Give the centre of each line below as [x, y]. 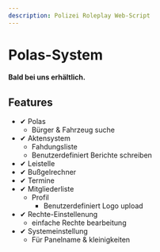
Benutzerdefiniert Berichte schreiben [92, 155]
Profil [40, 198]
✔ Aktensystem [45, 138]
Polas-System [55, 54]
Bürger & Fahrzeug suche [73, 130]
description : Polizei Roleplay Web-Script [79, 16]
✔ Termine [37, 180]
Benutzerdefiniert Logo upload [93, 206]
